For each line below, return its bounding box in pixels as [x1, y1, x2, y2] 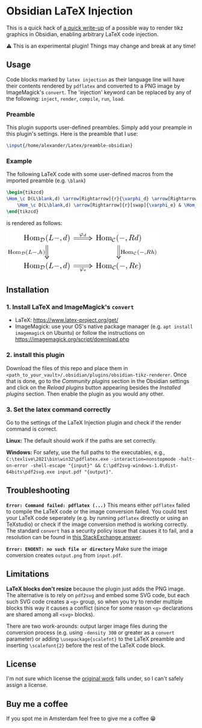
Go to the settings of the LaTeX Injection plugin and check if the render [6, 419, 182, 426]
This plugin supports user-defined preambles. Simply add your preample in [6, 124, 192, 131]
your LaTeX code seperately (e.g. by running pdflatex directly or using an [6, 514, 188, 521]
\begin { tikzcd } [6, 189, 44, 195]
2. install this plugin [6, 351, 65, 359]
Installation [6, 285, 49, 295]
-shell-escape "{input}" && [30, 463, 101, 469]
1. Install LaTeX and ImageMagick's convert [6, 303, 134, 311]
